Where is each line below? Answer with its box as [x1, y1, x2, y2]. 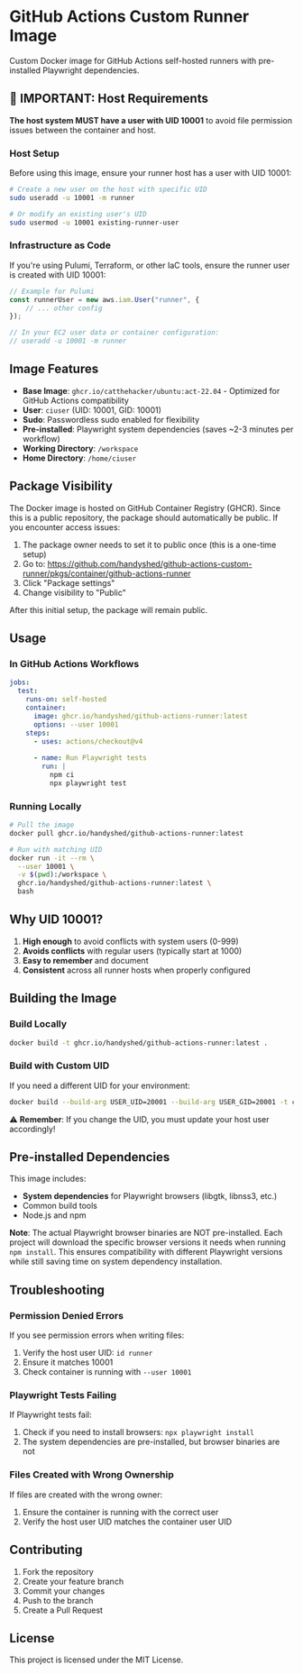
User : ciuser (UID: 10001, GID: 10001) [22, 404, 162, 416]
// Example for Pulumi [9, 287, 95, 296]
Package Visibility [9, 479, 113, 494]
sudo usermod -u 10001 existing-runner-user [9, 218, 179, 227]
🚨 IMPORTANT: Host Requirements [9, 91, 209, 106]
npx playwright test [49, 778, 127, 788]
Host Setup [9, 147, 60, 160]
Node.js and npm [22, 1210, 87, 1221]
